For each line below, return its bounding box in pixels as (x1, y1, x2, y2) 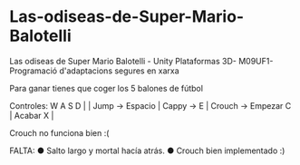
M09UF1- (238, 55, 274, 66)
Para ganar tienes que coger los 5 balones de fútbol (9, 82, 204, 93)
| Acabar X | (9, 110, 54, 121)
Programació (9, 65, 57, 76)
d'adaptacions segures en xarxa (58, 65, 179, 76)
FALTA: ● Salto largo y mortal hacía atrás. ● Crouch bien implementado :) (9, 145, 285, 156)
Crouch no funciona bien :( (9, 127, 110, 138)
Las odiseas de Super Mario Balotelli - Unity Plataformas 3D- (9, 55, 237, 66)
